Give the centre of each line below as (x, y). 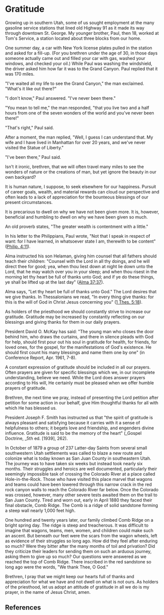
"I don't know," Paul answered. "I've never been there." (60, 98)
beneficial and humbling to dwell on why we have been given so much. (76, 217)
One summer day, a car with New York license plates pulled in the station (79, 48)
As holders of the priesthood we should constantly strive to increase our (78, 311)
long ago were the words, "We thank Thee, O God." (57, 567)
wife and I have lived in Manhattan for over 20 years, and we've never (75, 142)
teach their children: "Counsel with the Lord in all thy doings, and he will (78, 261)
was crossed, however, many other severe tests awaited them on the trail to (81, 495)
